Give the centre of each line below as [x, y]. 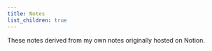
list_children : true [37, 20]
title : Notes [26, 14]
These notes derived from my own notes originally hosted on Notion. [106, 40]
